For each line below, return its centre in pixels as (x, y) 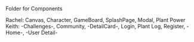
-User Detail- (41, 33)
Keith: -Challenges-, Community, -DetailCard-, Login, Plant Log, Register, (96, 26)
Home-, (15, 33)
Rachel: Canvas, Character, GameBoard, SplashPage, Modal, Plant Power (96, 20)
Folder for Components (34, 9)
